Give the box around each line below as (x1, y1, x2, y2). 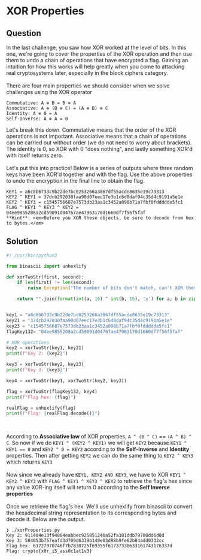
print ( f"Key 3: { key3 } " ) (6, 367, 68, 373)
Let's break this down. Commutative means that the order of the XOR (6, 126, 176, 133)
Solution (6, 237, 38, 247)
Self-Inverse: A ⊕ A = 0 (6, 116, 68, 122)
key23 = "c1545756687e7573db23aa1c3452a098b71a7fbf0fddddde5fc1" (6, 323, 172, 329)
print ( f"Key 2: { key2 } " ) (6, 350, 68, 357)
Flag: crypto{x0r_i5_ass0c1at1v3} (6, 548, 93, 555)
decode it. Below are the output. (6, 516, 86, 523)
